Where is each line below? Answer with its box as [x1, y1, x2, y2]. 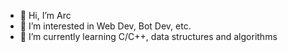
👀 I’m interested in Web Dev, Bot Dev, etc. [19, 20, 192, 32]
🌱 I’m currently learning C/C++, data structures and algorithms [19, 31, 278, 42]
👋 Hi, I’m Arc [19, 10, 72, 21]
